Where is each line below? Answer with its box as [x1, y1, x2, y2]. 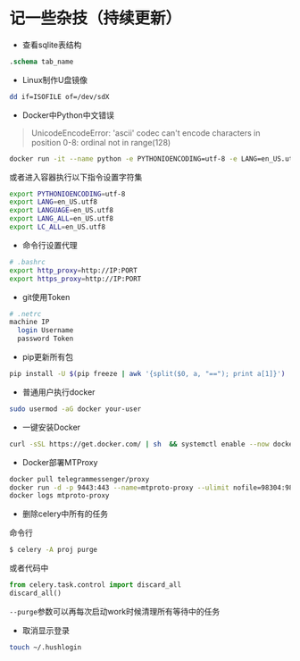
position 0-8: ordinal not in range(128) [30, 137, 171, 147]
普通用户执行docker [21, 386, 96, 397]
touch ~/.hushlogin [9, 642, 82, 652]
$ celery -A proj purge [9, 546, 98, 555]
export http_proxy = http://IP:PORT [9, 265, 138, 275]
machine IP [9, 318, 50, 327]
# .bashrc [9, 257, 46, 266]
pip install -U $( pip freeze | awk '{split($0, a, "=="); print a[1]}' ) [9, 370, 286, 379]
